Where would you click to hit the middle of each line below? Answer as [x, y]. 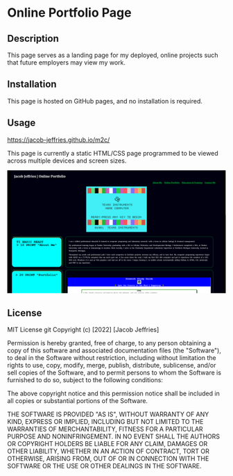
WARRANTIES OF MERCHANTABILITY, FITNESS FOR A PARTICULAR [105, 429]
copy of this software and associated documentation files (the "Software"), [114, 350]
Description [33, 39]
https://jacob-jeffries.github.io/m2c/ [59, 140]
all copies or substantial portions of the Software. [77, 400]
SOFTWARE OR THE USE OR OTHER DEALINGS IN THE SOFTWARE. [104, 466]
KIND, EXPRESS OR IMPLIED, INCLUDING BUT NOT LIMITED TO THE [105, 421]
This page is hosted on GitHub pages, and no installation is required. [105, 101]
